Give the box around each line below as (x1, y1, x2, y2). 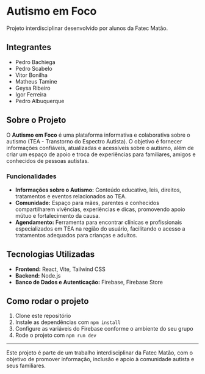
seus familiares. (6, 362, 46, 370)
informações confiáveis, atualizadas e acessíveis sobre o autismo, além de (6, 144, 194, 151)
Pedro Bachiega (15, 58, 56, 65)
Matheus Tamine (15, 77, 57, 85)
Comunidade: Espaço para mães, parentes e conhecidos (15, 199, 160, 206)
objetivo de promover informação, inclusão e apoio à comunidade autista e (6, 356, 195, 363)
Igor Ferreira (15, 90, 47, 98)
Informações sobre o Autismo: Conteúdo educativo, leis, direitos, (15, 186, 182, 193)
